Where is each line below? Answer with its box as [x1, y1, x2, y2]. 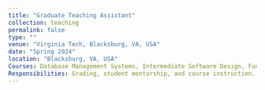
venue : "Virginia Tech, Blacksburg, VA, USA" [8, 41, 160, 49]
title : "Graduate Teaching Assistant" [8, 11, 136, 20]
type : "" [8, 33, 37, 41]
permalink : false [8, 26, 65, 34]
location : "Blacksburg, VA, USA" [8, 56, 118, 63]
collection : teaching [8, 19, 80, 27]
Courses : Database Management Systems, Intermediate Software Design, [8, 63, 245, 70]
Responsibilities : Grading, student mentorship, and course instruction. [8, 70, 256, 77]
